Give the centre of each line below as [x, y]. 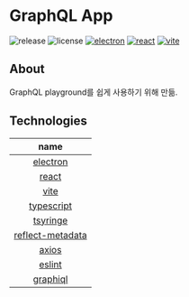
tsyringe [50, 220]
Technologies [49, 121]
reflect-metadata [50, 235]
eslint [50, 265]
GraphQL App [61, 16]
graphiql [50, 279]
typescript [50, 206]
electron [50, 162]
